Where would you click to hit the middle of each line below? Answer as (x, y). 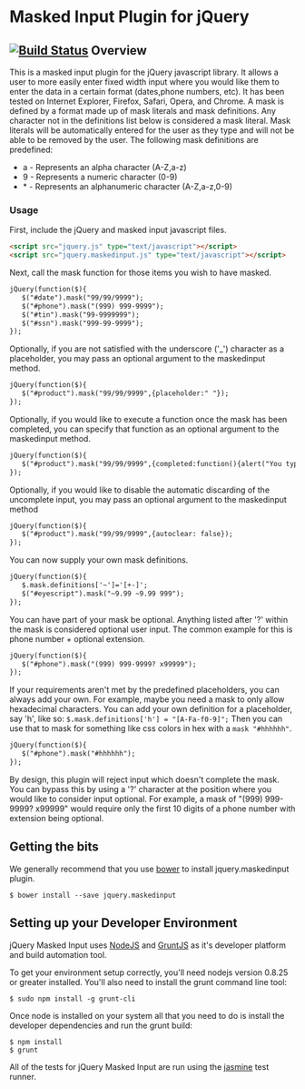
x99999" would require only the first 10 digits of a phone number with (165, 809)
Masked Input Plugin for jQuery (129, 17)
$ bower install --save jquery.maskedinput (93, 895)
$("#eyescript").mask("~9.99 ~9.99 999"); (103, 594)
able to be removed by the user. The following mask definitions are (134, 140)
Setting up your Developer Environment (123, 923)
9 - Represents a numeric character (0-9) (100, 177)
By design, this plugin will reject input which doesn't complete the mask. (144, 779)
